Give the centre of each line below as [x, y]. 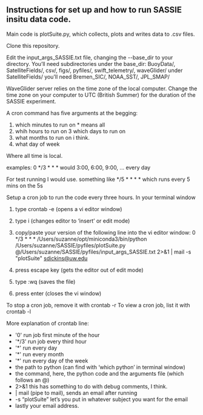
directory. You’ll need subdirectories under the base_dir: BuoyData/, [91, 64]
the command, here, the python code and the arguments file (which [99, 373]
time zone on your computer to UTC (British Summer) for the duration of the [101, 95]
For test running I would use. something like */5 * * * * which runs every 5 [98, 179]
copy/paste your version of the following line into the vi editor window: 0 [105, 232]
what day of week [37, 144]
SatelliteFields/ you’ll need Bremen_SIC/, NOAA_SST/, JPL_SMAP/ [88, 77]
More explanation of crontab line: [48, 323]
